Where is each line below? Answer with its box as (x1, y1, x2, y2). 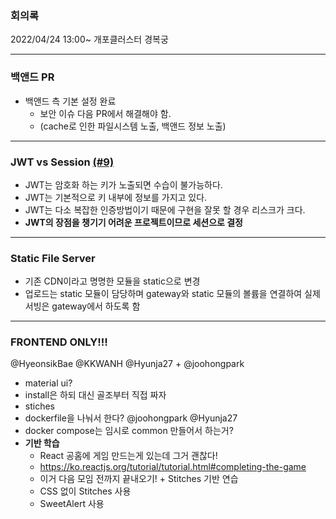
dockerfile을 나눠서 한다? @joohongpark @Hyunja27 (24, 412, 238, 424)
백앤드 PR (10, 70, 55, 84)
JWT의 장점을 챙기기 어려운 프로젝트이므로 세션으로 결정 (24, 216, 243, 228)
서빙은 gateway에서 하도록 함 (24, 300, 141, 312)
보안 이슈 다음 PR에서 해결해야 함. (39, 107, 172, 119)
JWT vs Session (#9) (10, 155, 115, 169)
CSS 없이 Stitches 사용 (39, 485, 132, 497)
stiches (24, 400, 55, 412)
